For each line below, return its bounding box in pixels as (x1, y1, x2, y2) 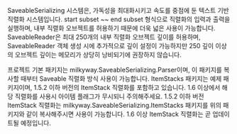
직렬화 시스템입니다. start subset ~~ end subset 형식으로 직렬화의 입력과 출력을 (7, 15, 231, 23)
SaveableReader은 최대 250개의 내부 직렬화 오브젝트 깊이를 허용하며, (7, 33, 201, 41)
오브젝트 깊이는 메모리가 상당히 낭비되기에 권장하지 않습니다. (14, 50, 182, 59)
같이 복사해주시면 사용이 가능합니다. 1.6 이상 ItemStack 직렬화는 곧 (26, 110, 211, 118)
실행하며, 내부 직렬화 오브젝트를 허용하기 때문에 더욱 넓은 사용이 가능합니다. (7, 24, 216, 32)
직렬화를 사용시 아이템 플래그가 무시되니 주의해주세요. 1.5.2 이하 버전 (14, 92, 204, 101)
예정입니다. (20, 119, 52, 127)
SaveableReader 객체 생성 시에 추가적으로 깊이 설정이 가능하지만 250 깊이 (7, 42, 214, 50)
